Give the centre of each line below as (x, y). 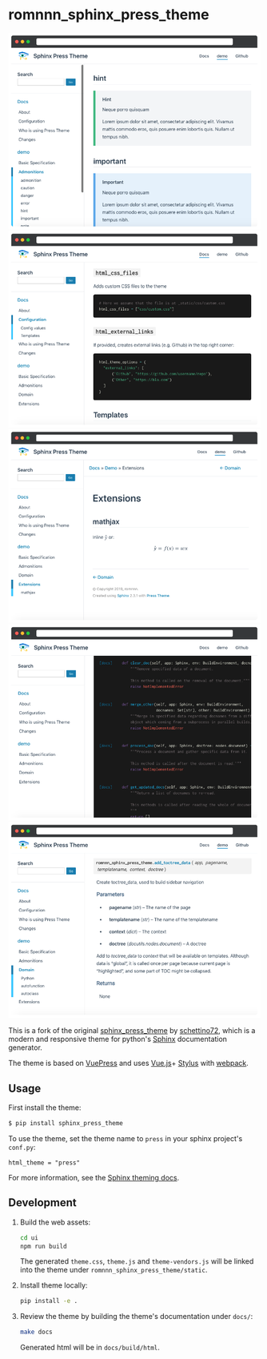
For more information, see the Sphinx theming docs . (94, 1177)
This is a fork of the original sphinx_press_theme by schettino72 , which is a (132, 1031)
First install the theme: (45, 1108)
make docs (36, 1332)
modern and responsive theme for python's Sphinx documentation (118, 1039)
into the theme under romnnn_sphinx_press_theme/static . (114, 1270)
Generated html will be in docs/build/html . (90, 1348)
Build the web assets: (55, 1222)
